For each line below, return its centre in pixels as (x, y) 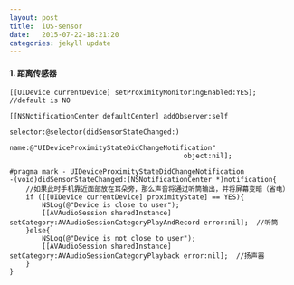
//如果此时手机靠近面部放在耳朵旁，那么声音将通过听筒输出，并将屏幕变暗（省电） (157, 190)
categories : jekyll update (60, 43)
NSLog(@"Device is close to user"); (111, 205)
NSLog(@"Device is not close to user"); (119, 239)
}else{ (38, 231)
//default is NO (40, 100)
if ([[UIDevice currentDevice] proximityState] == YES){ (135, 197)
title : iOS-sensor (46, 26)
